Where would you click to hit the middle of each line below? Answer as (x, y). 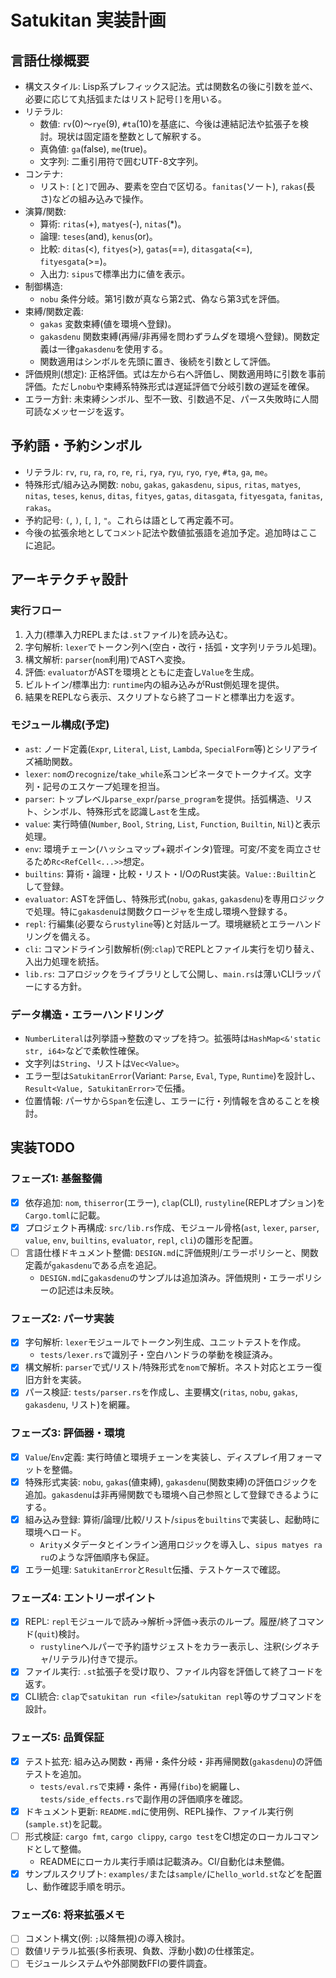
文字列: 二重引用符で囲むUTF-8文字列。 (121, 161)
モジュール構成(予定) (60, 725)
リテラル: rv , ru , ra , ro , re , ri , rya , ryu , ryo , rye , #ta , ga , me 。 (148, 472)
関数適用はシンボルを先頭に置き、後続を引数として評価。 (158, 361)
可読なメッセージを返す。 (77, 411)
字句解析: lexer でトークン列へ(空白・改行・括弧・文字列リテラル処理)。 (173, 647)
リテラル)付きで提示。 (97, 1659)
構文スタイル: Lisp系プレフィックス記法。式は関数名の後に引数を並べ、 (171, 86)
